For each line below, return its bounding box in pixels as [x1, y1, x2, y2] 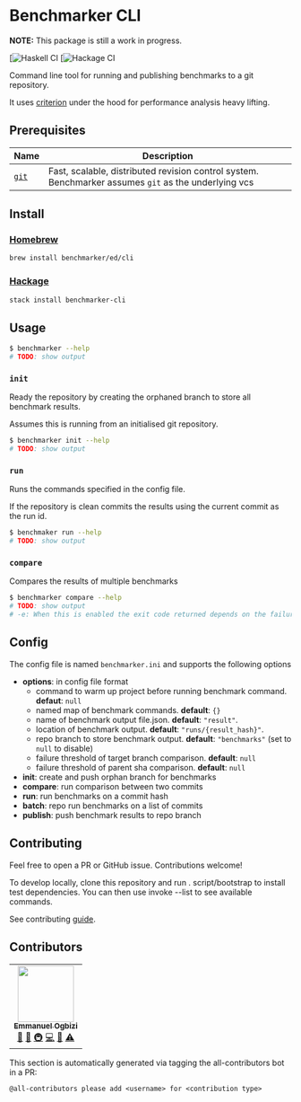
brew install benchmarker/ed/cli [9, 253, 134, 263]
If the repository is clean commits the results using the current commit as [9, 501, 279, 512]
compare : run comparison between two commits [21, 780, 203, 791]
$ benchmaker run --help [9, 528, 102, 537]
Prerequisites [9, 123, 86, 138]
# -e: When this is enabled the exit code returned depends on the [9, 610, 267, 620]
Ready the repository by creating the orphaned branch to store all [9, 392, 251, 402]
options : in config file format [21, 675, 129, 687]
